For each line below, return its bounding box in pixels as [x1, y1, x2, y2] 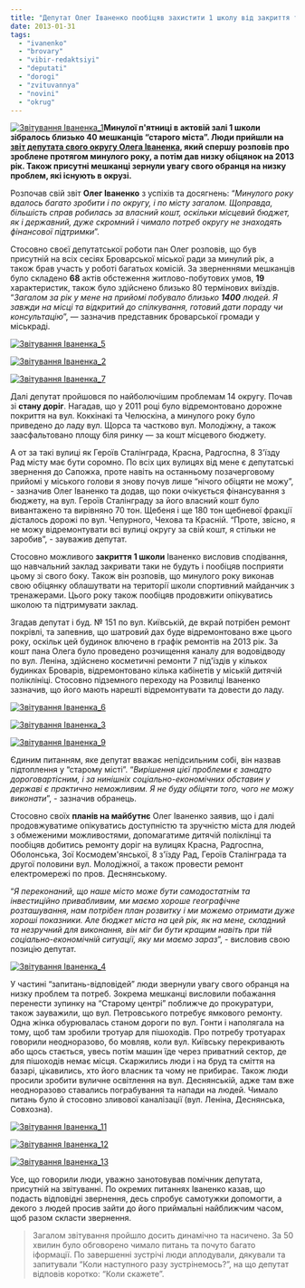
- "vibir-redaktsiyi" [18, 55, 100, 64]
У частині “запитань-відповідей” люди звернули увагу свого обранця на [10, 979, 291, 990]
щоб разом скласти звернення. [10, 1213, 132, 1224]
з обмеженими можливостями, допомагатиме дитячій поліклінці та [10, 830, 272, 841]
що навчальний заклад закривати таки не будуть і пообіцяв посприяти [10, 561, 284, 572]
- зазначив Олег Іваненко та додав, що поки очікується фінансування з [10, 485, 286, 496]
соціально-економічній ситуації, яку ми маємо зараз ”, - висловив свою [10, 934, 291, 945]
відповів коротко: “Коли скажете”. [32, 1269, 165, 1280]
